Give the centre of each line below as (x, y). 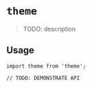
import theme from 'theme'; (46, 66)
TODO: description (49, 29)
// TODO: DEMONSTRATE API (43, 78)
